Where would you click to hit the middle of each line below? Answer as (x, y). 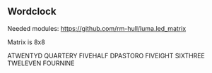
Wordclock (32, 12)
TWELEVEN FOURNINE (41, 63)
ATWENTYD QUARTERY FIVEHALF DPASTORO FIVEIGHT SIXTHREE (106, 55)
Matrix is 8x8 (26, 42)
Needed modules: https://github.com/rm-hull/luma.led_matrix (97, 28)
